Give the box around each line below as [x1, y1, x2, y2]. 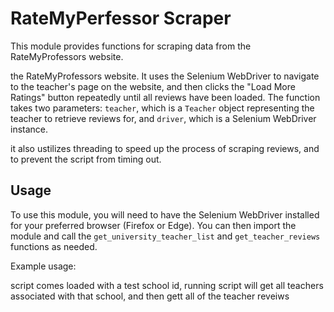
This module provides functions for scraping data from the [10, 40, 252, 52]
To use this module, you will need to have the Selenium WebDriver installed [10, 208, 320, 221]
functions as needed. [10, 240, 98, 252]
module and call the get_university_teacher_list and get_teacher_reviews [10, 230, 321, 242]
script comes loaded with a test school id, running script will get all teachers [10, 279, 324, 291]
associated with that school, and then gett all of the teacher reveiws [10, 290, 290, 302]
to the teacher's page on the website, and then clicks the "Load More [10, 80, 296, 92]
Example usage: [10, 260, 77, 272]
